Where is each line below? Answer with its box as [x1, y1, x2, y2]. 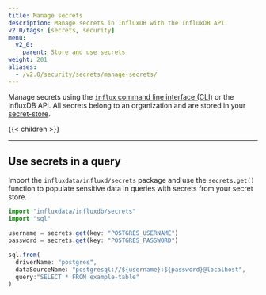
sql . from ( [8, 251, 41, 259]
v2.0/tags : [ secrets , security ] [8, 26, 115, 34]
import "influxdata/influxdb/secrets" [8, 207, 136, 216]
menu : [8, 33, 26, 42]
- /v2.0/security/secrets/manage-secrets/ [15, 70, 158, 78]
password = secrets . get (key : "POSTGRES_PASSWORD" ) [8, 236, 179, 245]
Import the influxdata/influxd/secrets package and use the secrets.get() [8, 176, 255, 185]
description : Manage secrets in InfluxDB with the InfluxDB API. [8, 19, 228, 27]
